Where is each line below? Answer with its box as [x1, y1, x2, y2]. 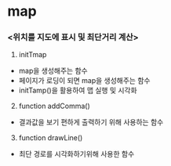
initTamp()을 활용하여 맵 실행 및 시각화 [18, 85, 138, 96]
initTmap [18, 50, 47, 60]
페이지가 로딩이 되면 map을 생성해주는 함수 [18, 76, 151, 85]
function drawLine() [18, 133, 83, 143]
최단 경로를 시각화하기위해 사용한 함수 [18, 150, 135, 159]
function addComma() [18, 101, 91, 111]
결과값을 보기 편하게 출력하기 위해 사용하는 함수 [18, 117, 164, 127]
